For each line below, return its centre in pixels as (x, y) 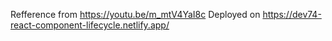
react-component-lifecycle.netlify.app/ (90, 25)
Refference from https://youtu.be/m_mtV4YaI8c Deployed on (135, 14)
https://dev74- (292, 14)
